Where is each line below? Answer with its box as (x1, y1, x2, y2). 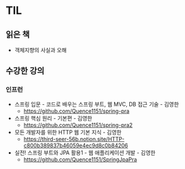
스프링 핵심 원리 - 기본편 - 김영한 (14, 114, 92, 122)
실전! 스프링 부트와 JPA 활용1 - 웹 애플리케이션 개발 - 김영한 (14, 149, 156, 156)
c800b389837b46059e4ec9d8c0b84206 (23, 142, 129, 149)
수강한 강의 (5, 66, 45, 76)
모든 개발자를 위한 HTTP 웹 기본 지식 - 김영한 (14, 128, 122, 136)
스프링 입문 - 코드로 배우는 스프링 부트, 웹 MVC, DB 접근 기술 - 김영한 (14, 101, 180, 108)
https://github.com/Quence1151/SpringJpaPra (23, 156, 137, 163)
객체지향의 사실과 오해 (14, 47, 67, 53)
